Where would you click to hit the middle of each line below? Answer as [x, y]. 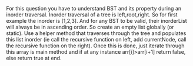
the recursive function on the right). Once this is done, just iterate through [95, 46]
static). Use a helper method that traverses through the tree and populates [96, 33]
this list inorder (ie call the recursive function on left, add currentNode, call [96, 39]
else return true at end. [34, 58]
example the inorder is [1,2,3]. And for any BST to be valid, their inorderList [96, 21]
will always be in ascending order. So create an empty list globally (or [90, 27]
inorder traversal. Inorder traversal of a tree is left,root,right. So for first [92, 15]
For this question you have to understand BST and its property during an [94, 8]
